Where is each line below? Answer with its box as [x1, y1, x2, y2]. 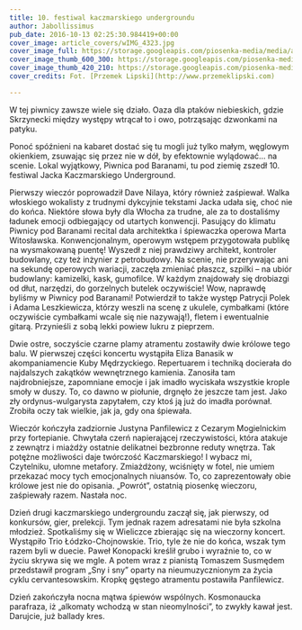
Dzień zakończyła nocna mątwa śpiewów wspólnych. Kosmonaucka [9, 591, 262, 602]
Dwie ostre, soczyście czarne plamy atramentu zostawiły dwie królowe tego [9, 338, 290, 349]
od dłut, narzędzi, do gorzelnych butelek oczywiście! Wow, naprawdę [9, 283, 267, 293]
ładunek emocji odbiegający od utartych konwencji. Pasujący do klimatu [9, 215, 276, 226]
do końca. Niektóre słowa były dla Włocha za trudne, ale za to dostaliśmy [9, 206, 280, 217]
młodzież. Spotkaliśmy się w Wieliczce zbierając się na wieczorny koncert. [9, 526, 286, 536]
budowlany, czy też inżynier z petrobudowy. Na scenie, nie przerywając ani [9, 254, 289, 265]
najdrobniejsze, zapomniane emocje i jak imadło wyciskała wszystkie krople [9, 376, 290, 387]
